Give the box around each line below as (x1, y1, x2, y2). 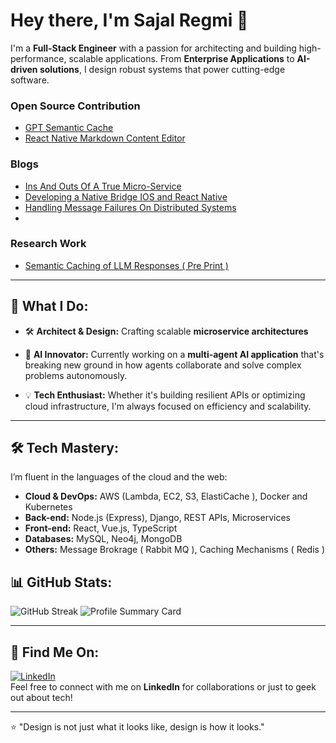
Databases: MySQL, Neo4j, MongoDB (24, 533, 183, 545)
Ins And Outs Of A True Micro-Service (24, 180, 182, 192)
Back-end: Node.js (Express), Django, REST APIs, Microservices (24, 512, 291, 524)
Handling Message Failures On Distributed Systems (24, 201, 237, 213)
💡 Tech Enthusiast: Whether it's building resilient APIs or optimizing (24, 389, 306, 401)
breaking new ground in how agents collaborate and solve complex (24, 359, 302, 371)
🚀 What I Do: (10, 298, 89, 315)
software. (10, 74, 50, 86)
